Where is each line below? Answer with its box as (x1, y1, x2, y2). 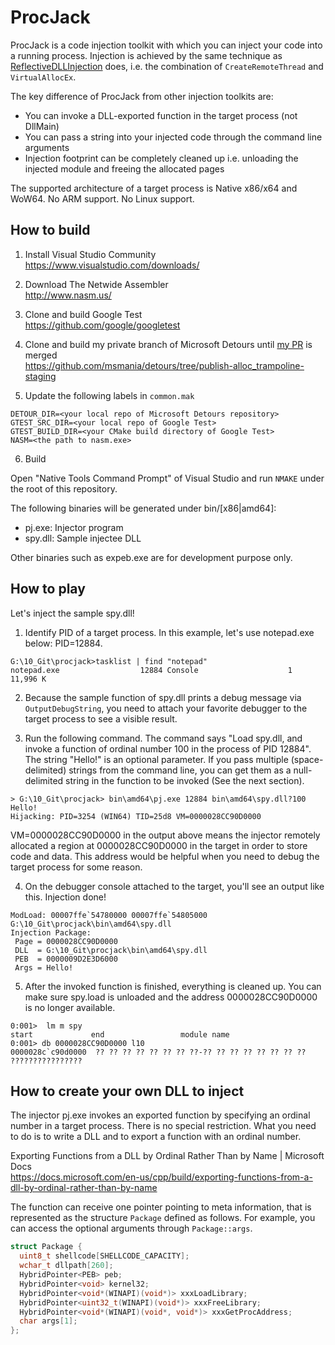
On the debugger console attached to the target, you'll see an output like (24, 880, 325, 892)
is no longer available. (24, 1001, 116, 1013)
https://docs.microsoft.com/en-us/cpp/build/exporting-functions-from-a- (10, 1171, 313, 1183)
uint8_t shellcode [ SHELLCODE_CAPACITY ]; (19, 1251, 190, 1261)
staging (24, 370, 57, 382)
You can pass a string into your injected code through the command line (24, 131, 323, 143)
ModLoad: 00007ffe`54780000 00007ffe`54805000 (10, 910, 208, 920)
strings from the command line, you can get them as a (68, 764, 292, 776)
